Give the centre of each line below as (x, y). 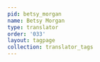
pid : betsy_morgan (34, 14)
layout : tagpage (31, 41)
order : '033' (27, 34)
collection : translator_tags (50, 47)
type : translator (33, 27)
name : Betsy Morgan (36, 21)
